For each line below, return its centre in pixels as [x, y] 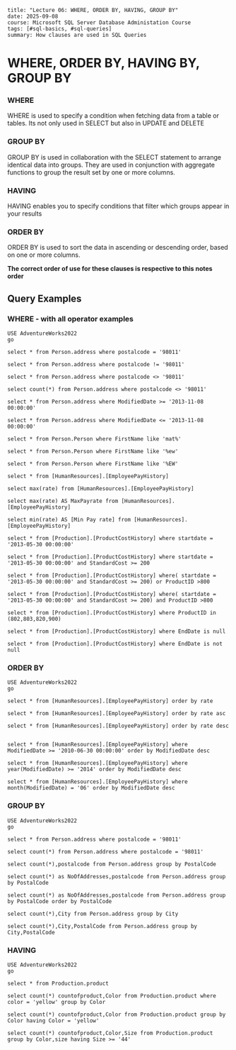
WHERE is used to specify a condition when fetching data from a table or [113, 116]
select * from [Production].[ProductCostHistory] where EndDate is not [115, 644]
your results [25, 214]
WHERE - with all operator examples [71, 319]
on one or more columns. [44, 255]
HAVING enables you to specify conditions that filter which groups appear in [118, 206]
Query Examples [45, 298]
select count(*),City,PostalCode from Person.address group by [102, 926]
